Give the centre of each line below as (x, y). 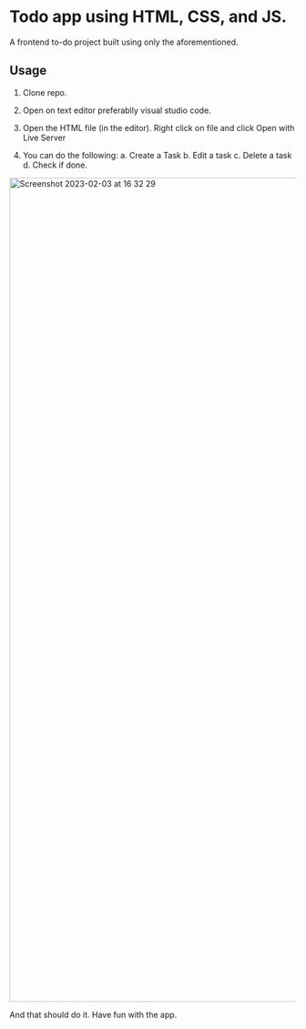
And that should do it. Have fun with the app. (93, 1014)
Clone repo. (45, 92)
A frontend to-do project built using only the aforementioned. (124, 42)
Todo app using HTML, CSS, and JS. (148, 17)
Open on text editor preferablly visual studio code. (117, 110)
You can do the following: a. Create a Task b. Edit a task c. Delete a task (157, 155)
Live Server (44, 138)
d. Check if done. (55, 165)
